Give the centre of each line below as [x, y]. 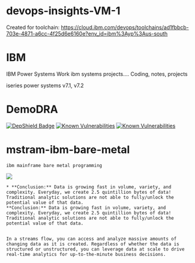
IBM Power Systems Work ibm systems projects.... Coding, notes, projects [97, 74]
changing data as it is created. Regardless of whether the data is [93, 244]
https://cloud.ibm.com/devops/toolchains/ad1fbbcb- [125, 27]
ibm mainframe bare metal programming [54, 165]
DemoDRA [32, 109]
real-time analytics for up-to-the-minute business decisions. [86, 254]
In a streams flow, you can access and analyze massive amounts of [92, 239]
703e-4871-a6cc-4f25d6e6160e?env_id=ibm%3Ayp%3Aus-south [87, 33]
